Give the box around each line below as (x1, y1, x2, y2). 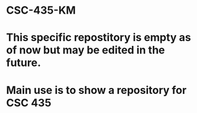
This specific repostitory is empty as (6, 31, 192, 45)
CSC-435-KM (6, 4, 76, 17)
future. (6, 56, 42, 70)
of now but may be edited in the (6, 43, 165, 57)
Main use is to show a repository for (6, 83, 187, 97)
